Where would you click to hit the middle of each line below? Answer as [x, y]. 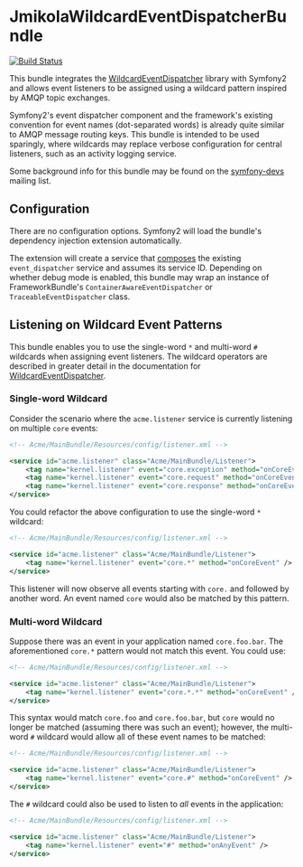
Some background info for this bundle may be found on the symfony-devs [147, 171]
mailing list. [30, 180]
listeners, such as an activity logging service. [93, 153]
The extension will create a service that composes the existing [125, 258]
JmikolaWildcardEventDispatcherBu [148, 17]
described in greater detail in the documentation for [105, 366]
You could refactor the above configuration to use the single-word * [135, 512]
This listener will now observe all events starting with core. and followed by [150, 589]
